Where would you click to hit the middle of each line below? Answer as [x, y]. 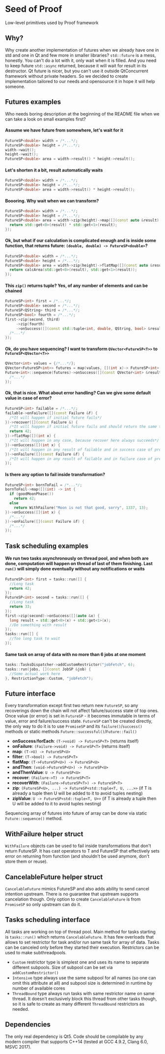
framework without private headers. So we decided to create [67, 76]
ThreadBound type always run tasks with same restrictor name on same [83, 993]
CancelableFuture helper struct [54, 877]
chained [14, 290]
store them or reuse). [27, 861]
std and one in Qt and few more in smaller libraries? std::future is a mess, [81, 55]
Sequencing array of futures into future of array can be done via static [76, 813]
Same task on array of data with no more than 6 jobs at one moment [75, 654]
